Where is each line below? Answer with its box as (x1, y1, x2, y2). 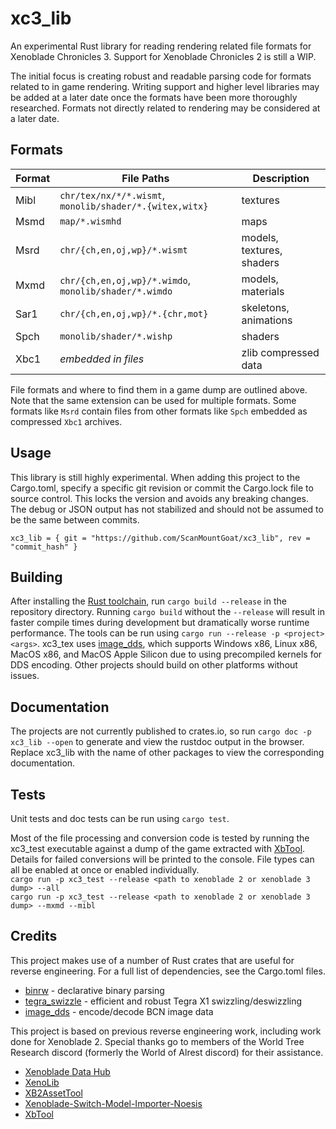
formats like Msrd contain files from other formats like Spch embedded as (10, 405, 308, 417)
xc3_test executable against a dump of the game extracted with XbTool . (10, 843, 306, 854)
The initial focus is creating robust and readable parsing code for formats (10, 70, 312, 82)
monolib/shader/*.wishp (59, 330, 173, 342)
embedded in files (59, 352, 145, 366)
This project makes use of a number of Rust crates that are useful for (10, 954, 295, 966)
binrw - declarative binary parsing (24, 984, 165, 996)
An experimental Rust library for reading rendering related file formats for (10, 40, 312, 52)
